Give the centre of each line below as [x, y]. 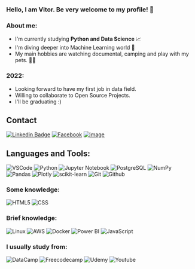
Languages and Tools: [48, 153]
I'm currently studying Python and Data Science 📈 [78, 39]
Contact [22, 120]
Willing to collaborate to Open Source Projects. [72, 95]
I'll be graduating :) [38, 102]
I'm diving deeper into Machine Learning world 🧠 [75, 48]
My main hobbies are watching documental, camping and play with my [102, 54]
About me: [22, 25]
